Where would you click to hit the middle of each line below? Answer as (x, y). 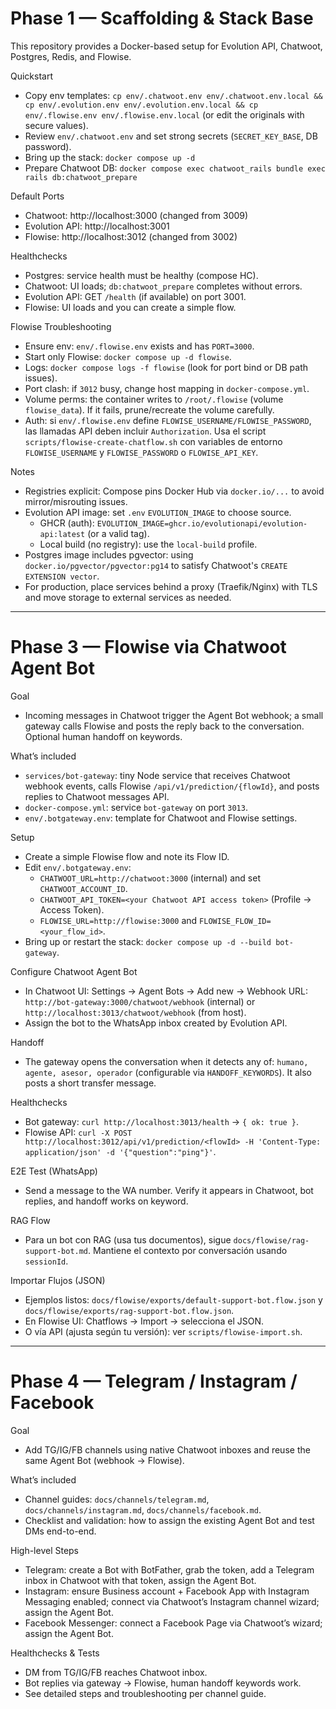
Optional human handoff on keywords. (103, 736)
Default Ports (37, 196)
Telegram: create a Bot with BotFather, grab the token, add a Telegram (169, 1569)
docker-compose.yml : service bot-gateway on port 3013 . (136, 807)
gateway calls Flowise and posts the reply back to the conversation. (164, 726)
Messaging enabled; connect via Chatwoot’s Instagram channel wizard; (172, 1601)
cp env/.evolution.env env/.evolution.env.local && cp (141, 105)
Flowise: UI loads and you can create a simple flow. (130, 307)
